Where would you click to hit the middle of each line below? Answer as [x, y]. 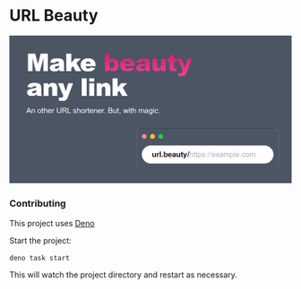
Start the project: [40, 240]
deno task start [39, 258]
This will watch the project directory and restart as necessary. [123, 275]
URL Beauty [54, 16]
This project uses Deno [52, 223]
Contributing [38, 204]
